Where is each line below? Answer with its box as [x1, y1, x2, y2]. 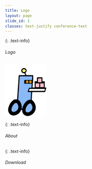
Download [5, 160, 26, 166]
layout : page [5, 13, 32, 18]
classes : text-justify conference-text [5, 24, 88, 29]
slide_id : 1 [5, 18, 30, 23]
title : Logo [5, 8, 30, 13]
